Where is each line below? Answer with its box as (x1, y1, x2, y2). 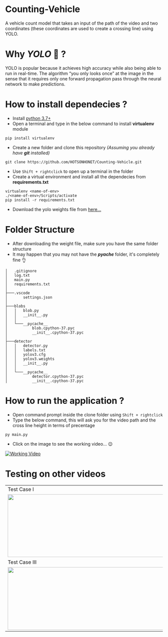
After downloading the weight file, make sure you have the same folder (12, 240, 158, 247)
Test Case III (7, 559, 37, 566)
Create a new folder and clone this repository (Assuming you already (12, 144, 155, 150)
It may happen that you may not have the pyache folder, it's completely (12, 251, 160, 257)
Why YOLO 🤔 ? (5, 49, 66, 60)
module (12, 126, 28, 132)
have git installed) (12, 150, 50, 156)
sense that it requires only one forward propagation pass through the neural (5, 75, 161, 81)
